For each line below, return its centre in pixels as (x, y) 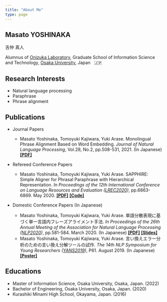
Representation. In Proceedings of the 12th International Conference (90, 184)
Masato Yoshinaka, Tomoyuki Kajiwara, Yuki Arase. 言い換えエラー (88, 238)
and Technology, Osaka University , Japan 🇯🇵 (54, 62)
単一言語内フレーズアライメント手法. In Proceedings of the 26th (94, 221)
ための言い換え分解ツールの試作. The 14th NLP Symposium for (93, 244)
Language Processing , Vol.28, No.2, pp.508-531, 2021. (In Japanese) (91, 149)
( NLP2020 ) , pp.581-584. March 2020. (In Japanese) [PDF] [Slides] (89, 232)
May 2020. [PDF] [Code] (59, 195)
